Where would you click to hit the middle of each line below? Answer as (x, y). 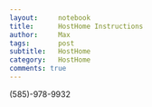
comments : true (38, 69)
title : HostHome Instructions (76, 26)
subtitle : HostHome (50, 52)
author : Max (40, 34)
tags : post (42, 43)
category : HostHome (50, 60)
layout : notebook (50, 18)
